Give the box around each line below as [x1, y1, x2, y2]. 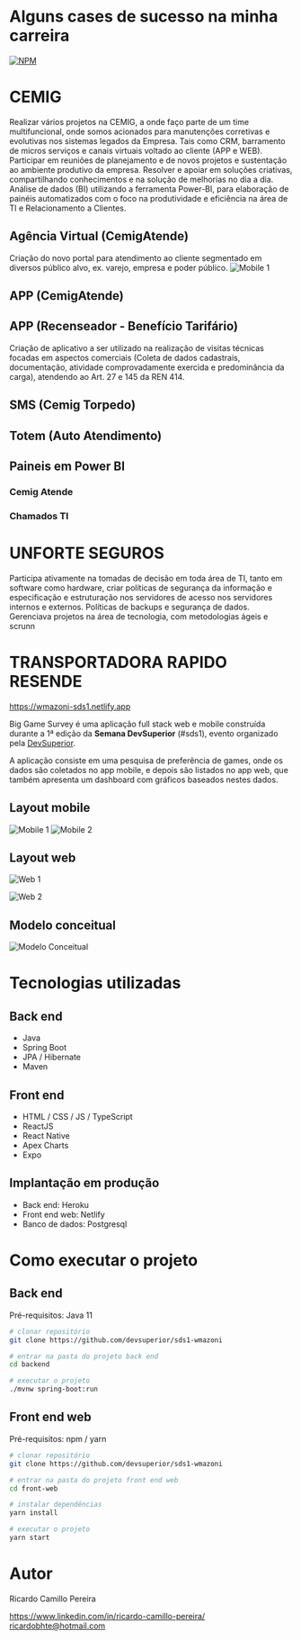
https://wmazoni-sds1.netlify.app [9, 700, 131, 712]
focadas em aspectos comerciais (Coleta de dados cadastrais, [9, 352, 241, 363]
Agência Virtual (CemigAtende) [9, 229, 189, 244]
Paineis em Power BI [9, 459, 126, 474]
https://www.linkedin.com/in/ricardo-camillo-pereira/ [9, 1610, 206, 1621]
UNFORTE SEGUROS [9, 543, 164, 563]
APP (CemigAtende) [9, 288, 124, 303]
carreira [9, 25, 70, 46]
